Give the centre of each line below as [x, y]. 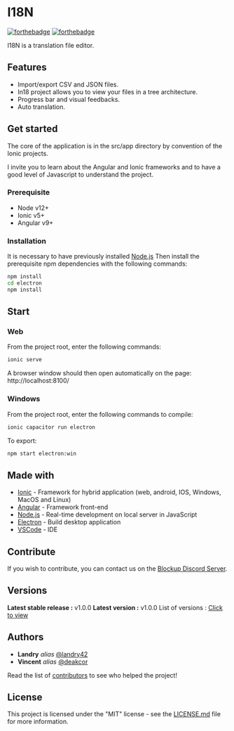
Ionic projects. [28, 153]
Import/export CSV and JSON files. [68, 84]
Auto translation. [41, 107]
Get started [33, 129]
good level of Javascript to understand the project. [81, 174]
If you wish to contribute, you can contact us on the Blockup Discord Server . [117, 569]
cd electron [25, 283]
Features [27, 67]
